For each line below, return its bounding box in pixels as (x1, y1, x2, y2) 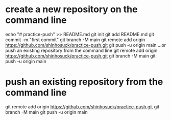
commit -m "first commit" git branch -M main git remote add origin (5, 37, 145, 43)
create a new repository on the (5, 4, 138, 15)
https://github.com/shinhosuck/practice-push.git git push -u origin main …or (5, 42, 166, 48)
